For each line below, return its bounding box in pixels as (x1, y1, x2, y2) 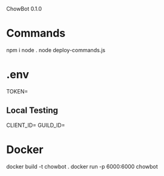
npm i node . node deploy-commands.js (6, 46, 106, 53)
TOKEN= (6, 87, 28, 95)
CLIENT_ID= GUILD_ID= (6, 121, 65, 129)
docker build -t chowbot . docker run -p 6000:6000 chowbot (6, 163, 159, 170)
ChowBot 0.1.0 (6, 5, 42, 12)
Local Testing (6, 106, 59, 116)
